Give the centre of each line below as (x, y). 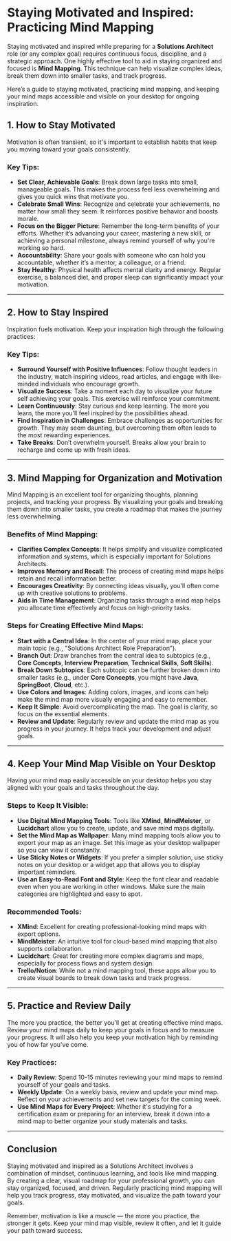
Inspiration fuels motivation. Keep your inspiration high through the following (115, 329)
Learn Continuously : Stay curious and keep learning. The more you (113, 406)
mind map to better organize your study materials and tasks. (102, 1121)
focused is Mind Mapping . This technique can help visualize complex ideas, (115, 68)
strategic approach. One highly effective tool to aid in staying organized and (114, 61)
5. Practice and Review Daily (69, 1006)
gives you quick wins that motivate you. (73, 197)
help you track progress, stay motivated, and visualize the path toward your (114, 1195)
